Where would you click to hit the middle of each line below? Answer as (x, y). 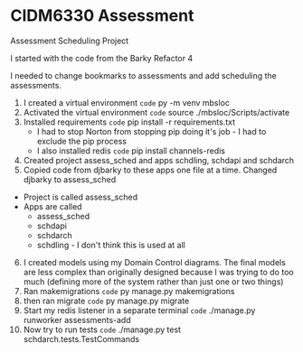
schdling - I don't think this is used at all (111, 245)
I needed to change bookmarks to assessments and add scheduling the (143, 75)
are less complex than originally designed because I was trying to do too (158, 272)
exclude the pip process (82, 141)
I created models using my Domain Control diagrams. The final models (154, 262)
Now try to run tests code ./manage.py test (102, 329)
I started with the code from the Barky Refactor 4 (102, 58)
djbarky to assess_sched (70, 179)
